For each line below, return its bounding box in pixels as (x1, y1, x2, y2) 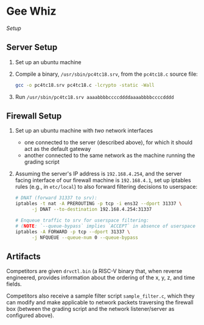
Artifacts (6, 251, 41, 261)
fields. (6, 280, 23, 288)
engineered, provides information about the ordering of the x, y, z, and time (6, 274, 195, 282)
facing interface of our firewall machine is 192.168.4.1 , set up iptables (15, 177, 191, 184)
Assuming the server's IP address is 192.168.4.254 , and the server (15, 170, 182, 178)
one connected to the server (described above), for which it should (24, 139, 193, 146)
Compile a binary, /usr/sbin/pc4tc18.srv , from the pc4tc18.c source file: (15, 70, 198, 78)
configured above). (6, 312, 55, 319)
